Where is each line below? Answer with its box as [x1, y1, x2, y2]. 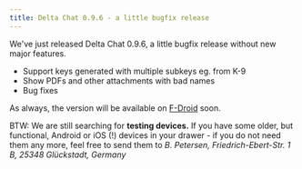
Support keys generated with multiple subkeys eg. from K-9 [22, 65, 247, 76]
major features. [9, 47, 66, 59]
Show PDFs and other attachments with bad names [22, 75, 216, 86]
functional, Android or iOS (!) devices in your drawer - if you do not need [9, 129, 282, 141]
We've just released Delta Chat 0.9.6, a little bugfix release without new [9, 38, 277, 49]
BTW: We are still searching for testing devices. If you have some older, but [9, 120, 294, 131]
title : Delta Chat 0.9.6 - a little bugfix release [9, 13, 209, 23]
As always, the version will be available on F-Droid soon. [9, 102, 221, 114]
